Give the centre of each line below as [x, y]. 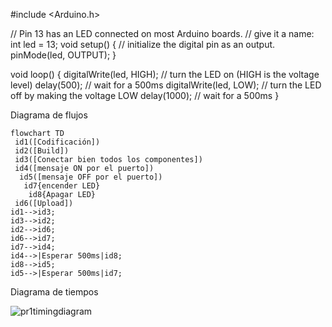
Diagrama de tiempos [54, 292]
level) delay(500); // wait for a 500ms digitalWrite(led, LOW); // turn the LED [166, 85]
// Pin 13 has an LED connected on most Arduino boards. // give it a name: [162, 33]
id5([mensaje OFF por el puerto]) [91, 177]
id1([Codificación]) [57, 142]
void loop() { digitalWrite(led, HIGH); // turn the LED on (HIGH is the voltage [165, 74]
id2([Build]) [42, 151]
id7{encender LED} [62, 186]
